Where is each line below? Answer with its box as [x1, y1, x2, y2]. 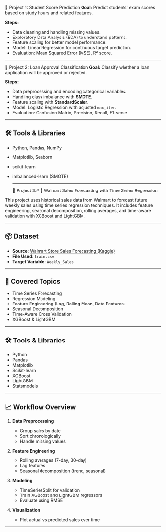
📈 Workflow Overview [5, 403, 76, 411]
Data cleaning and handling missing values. [12, 29, 101, 35]
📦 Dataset [5, 232, 39, 241]
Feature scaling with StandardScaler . [12, 99, 89, 105]
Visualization [12, 507, 41, 513]
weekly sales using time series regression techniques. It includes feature [5, 202, 153, 208]
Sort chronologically [19, 433, 61, 439]
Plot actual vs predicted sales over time [19, 517, 100, 523]
